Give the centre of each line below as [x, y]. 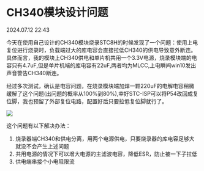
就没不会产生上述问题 [42, 146]
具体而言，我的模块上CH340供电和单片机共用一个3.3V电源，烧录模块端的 [99, 57]
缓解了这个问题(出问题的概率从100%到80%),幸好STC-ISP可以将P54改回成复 [102, 93]
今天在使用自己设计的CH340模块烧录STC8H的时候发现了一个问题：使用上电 [102, 42]
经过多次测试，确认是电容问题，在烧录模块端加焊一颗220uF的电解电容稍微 [100, 85]
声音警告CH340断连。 [34, 73]
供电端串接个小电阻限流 [45, 161]
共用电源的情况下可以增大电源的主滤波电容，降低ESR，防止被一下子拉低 [106, 154]
